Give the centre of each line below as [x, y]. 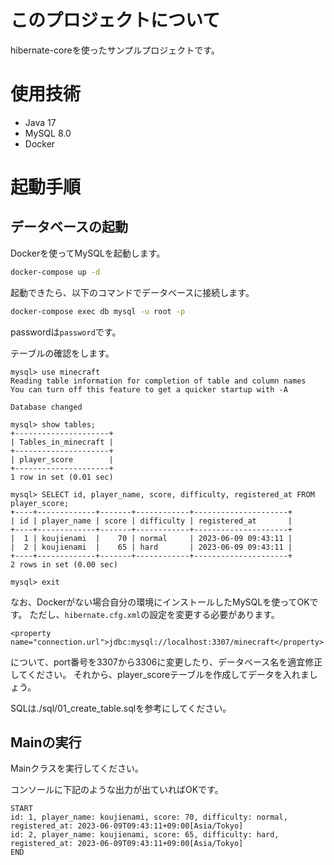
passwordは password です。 [66, 332]
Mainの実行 [46, 742]
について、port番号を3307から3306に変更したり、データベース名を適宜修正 [166, 662]
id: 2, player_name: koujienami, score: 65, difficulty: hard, [145, 835]
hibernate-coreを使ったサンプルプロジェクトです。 [115, 50]
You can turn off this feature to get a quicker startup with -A [149, 389]
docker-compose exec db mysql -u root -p [98, 311]
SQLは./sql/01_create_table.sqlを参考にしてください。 [121, 708]
